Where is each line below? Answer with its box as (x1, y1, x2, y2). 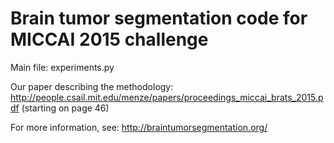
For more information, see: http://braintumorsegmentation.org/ (10, 121, 268, 133)
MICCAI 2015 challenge (10, 28, 209, 51)
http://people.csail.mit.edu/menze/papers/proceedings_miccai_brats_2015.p (10, 91, 324, 103)
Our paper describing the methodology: (10, 80, 174, 92)
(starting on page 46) (21, 102, 110, 114)
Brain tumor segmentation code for (10, 7, 308, 30)
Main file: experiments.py (10, 61, 115, 73)
